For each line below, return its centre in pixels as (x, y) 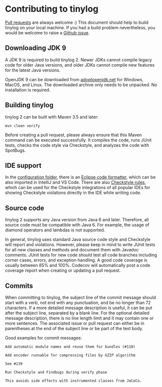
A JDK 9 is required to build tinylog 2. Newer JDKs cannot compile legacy (79, 60)
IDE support (23, 166)
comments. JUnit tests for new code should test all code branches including (81, 255)
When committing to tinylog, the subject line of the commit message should (81, 297)
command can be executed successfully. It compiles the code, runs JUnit (78, 140)
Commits (19, 286)
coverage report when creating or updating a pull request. (63, 270)
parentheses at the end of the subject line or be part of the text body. (74, 328)
